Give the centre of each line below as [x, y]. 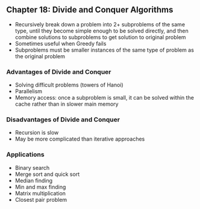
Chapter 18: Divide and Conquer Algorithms [90, 10]
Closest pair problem [41, 199]
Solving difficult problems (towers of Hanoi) [69, 85]
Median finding [34, 180]
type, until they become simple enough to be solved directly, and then [102, 31]
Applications [25, 154]
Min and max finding [40, 187]
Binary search [32, 168]
